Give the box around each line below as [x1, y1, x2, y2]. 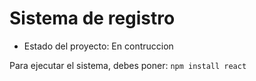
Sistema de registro [9, 7, 176, 30]
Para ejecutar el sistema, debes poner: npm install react [9, 59, 247, 71]
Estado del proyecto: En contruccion [23, 40, 174, 52]
